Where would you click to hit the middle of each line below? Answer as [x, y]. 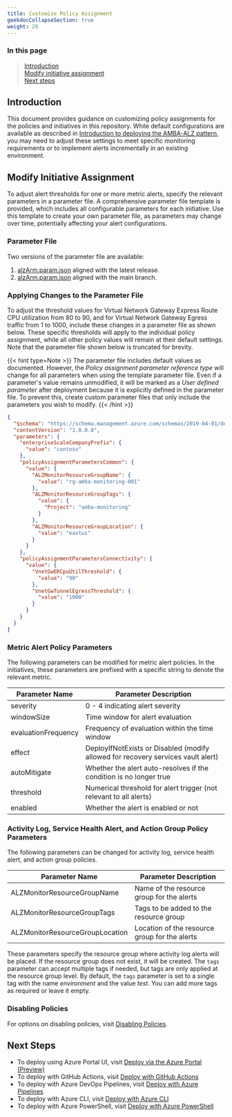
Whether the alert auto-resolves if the [147, 768]
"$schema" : [29, 424]
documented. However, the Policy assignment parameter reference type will [116, 367]
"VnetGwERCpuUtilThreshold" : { [77, 572]
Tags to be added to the [173, 909]
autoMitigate [31, 772]
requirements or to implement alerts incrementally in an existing [98, 148]
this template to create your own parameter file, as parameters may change [115, 216]
